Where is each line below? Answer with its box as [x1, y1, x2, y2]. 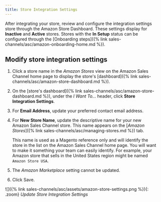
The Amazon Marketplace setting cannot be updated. [12, 167, 121, 173]
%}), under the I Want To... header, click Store [42, 93, 136, 99]
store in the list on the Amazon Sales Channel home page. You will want [12, 142, 157, 148]
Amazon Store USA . [12, 158, 49, 164]
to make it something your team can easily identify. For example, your [12, 147, 152, 154]
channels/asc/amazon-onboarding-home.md [5, 41, 96, 47]
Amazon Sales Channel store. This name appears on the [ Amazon [12, 122, 145, 128]
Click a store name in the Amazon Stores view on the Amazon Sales [12, 68, 149, 74]
